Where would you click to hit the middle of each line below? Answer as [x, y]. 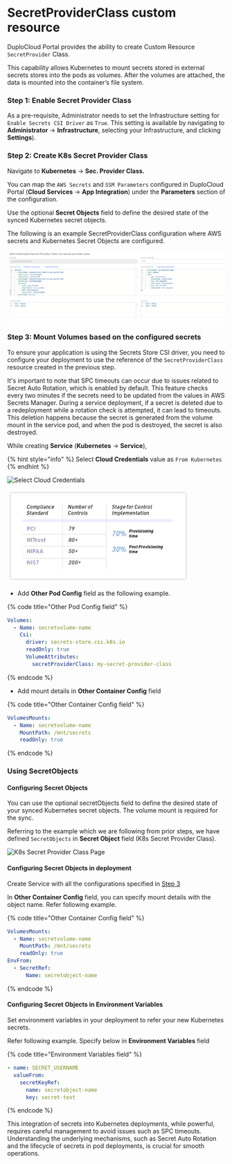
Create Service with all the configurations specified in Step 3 [94, 883]
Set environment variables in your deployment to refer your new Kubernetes [115, 1020]
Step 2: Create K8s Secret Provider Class [78, 156]
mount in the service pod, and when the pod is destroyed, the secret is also [115, 424]
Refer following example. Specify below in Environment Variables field [108, 1041]
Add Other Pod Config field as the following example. [94, 593]
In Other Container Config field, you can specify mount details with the [109, 897]
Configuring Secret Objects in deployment [69, 868]
